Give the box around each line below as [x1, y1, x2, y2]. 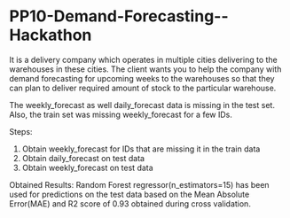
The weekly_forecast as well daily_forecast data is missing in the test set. [9, 99, 275, 110]
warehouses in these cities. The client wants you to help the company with [9, 64, 282, 74]
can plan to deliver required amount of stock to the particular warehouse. [9, 82, 277, 93]
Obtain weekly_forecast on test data [21, 162, 153, 173]
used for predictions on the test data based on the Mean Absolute [9, 189, 250, 199]
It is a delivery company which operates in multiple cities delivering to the [9, 54, 278, 65]
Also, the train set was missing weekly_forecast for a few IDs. [9, 109, 233, 120]
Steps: [9, 126, 33, 136]
